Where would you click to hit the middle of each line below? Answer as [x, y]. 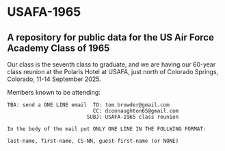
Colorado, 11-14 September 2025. [54, 79]
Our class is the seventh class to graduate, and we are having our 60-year [111, 65]
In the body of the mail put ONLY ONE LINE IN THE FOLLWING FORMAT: [107, 129]
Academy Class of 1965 [58, 48]
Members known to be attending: [54, 92]
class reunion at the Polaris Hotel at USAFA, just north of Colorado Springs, [113, 72]
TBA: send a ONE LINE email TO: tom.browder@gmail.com [88, 105]
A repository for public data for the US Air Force [110, 37]
